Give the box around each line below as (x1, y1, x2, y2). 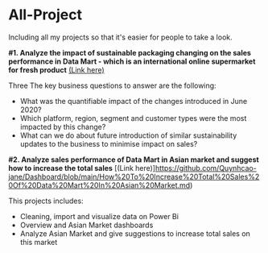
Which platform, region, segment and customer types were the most (19, 113, 247, 122)
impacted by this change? (19, 122, 106, 131)
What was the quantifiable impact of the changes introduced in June (19, 96, 248, 106)
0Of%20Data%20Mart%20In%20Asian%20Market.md (8, 180, 191, 190)
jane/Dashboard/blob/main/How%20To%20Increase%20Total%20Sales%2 (8, 172, 260, 181)
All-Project (8, 6, 83, 24)
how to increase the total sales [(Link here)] (8, 163, 155, 172)
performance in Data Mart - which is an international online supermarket (8, 56, 256, 66)
